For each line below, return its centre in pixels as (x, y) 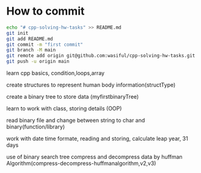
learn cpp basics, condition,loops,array (56, 73)
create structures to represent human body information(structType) (91, 85)
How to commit (46, 11)
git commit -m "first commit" (45, 44)
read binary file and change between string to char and (76, 121)
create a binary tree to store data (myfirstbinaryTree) (73, 97)
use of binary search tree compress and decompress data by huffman (94, 157)
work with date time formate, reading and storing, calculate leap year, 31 (97, 139)
